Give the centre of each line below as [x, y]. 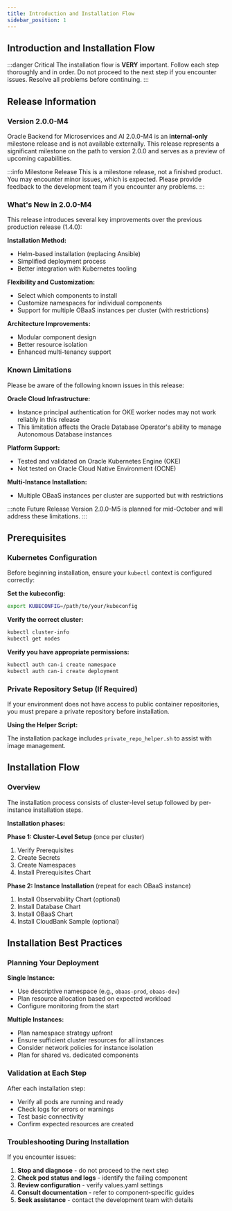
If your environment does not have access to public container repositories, [114, 704]
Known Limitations [39, 370]
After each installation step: [46, 1088]
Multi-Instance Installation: [47, 482]
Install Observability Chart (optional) [69, 899]
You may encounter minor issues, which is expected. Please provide [105, 179]
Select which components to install [67, 296]
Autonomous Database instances [64, 434]
